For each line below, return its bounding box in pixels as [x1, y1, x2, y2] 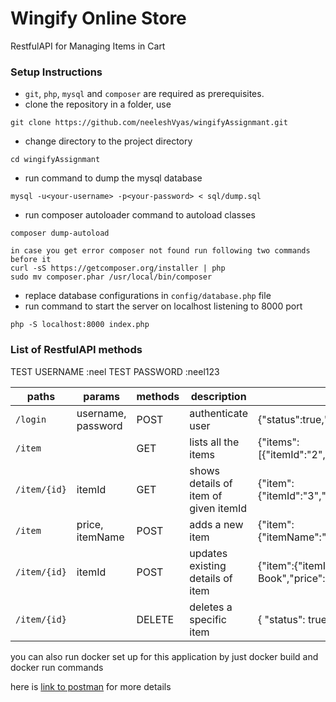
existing [189, 558, 227, 572]
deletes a [189, 600, 233, 614]
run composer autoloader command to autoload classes [24, 209, 256, 221]
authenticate [189, 406, 249, 420]
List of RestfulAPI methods [10, 343, 143, 357]
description [190, 389, 247, 403]
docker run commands [10, 661, 104, 673]
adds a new [189, 517, 244, 531]
